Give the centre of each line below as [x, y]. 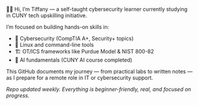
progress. [18, 96]
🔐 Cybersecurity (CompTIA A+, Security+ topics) [74, 38]
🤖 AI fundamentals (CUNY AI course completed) [73, 60]
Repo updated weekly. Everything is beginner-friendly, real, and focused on [99, 89]
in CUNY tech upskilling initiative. [47, 15]
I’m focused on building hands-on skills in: [58, 27]
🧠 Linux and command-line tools [54, 45]
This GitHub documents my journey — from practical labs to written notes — [99, 71]
